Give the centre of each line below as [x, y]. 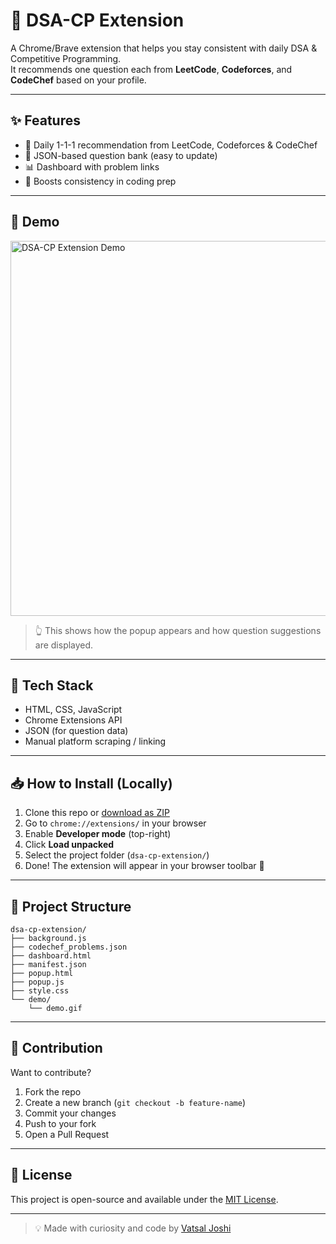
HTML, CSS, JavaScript [73, 710]
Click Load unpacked [69, 845]
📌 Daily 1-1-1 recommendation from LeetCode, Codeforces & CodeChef [171, 145]
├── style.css [40, 991]
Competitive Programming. [66, 58]
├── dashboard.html [51, 956]
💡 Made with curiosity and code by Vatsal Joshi [133, 1228]
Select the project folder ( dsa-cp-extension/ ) [117, 855]
